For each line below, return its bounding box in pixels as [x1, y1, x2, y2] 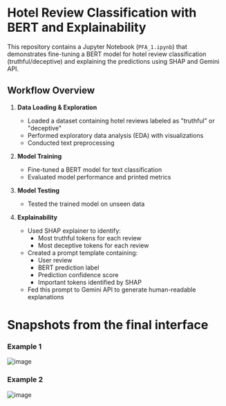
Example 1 [7, 342, 42, 351]
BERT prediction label [37, 263, 100, 272]
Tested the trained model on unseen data [27, 200, 145, 208]
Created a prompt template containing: [27, 248, 138, 257]
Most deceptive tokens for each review [37, 241, 149, 249]
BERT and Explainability [7, 19, 147, 35]
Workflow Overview [7, 85, 95, 96]
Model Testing [17, 186, 60, 195]
